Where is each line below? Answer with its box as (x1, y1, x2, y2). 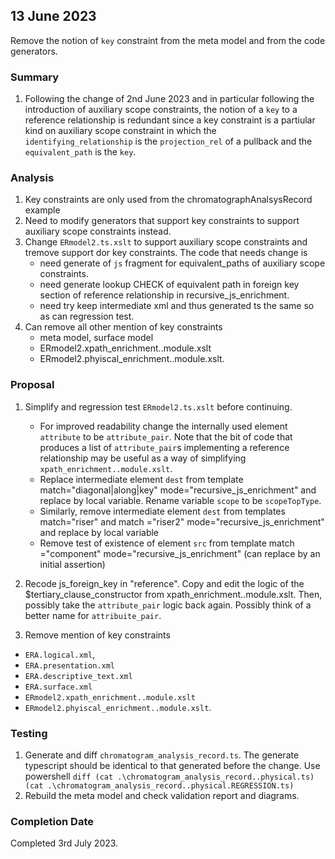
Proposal (10, 378, 55, 392)
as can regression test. (39, 310, 135, 323)
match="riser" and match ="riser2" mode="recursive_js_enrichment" (39, 515, 325, 528)
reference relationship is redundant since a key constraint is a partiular (24, 114, 316, 126)
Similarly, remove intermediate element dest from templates (39, 505, 286, 517)
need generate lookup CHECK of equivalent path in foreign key (39, 279, 300, 291)
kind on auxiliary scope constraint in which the (24, 125, 217, 137)
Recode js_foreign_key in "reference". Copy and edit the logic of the (24, 577, 305, 589)
